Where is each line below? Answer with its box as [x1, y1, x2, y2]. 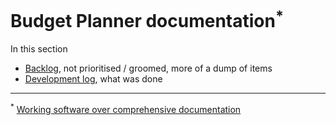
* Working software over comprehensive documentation [10, 102, 242, 115]
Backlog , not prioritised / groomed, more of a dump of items [24, 62, 273, 75]
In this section [10, 43, 68, 55]
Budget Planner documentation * [10, 6, 284, 33]
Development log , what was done [24, 73, 163, 85]
